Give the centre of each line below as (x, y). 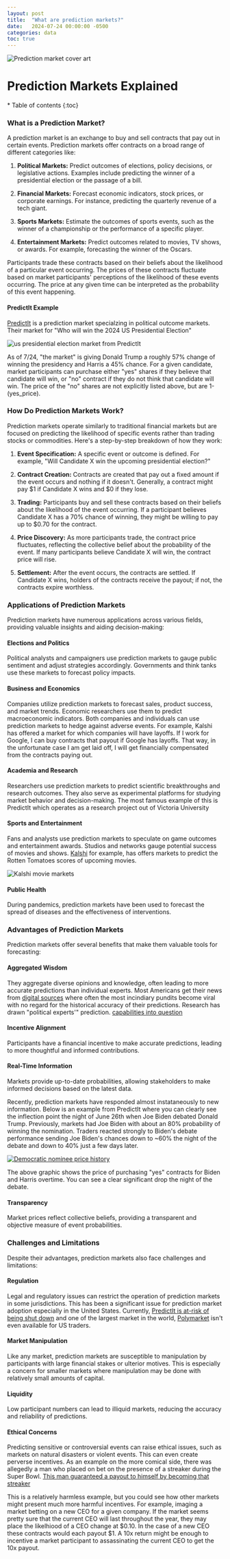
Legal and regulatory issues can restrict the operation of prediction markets (114, 1296)
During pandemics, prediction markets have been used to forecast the (106, 905)
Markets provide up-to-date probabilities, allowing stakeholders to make (109, 1081)
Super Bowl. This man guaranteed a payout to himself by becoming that (108, 1477)
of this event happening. (41, 292)
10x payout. (23, 1548)
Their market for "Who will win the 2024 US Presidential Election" (99, 330)
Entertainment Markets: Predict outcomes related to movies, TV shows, (119, 242)
